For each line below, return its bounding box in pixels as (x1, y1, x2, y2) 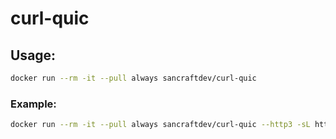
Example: (10, 97, 57, 111)
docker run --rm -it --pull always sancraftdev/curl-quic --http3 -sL (10, 120, 311, 130)
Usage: (10, 47, 57, 64)
